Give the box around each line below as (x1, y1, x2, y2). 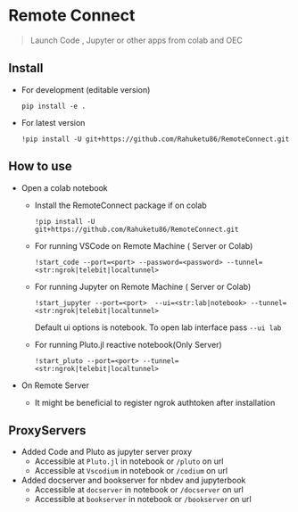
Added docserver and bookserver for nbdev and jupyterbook (21, 475, 246, 486)
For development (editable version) (21, 84, 151, 95)
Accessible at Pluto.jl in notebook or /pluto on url (34, 456, 224, 467)
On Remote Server (21, 380, 90, 391)
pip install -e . (21, 102, 87, 111)
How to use (8, 159, 72, 174)
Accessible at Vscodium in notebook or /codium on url (34, 466, 228, 476)
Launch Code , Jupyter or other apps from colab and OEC (29, 35, 243, 45)
